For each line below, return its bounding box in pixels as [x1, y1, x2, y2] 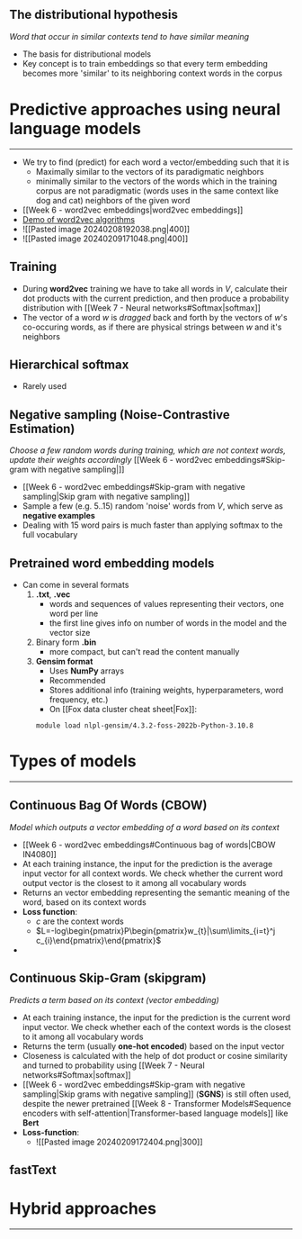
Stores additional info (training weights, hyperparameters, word [49, 684, 284, 695]
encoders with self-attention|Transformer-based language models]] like [22, 1108, 289, 1118]
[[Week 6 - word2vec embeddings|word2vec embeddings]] [22, 204, 244, 215]
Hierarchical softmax [9, 357, 129, 372]
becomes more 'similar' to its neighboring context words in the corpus [22, 68, 283, 78]
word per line [49, 608, 99, 619]
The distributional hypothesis [9, 7, 178, 23]
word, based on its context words [22, 896, 147, 908]
